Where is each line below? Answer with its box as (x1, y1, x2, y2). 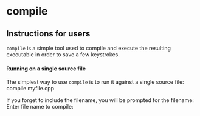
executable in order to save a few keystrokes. (6, 51, 120, 58)
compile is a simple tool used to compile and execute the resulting (6, 44, 171, 52)
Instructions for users (6, 29, 91, 39)
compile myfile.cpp (6, 85, 55, 92)
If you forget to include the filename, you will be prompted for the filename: (6, 97, 195, 104)
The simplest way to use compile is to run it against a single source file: (6, 78, 184, 86)
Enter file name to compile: (6, 103, 74, 111)
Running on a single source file (6, 65, 86, 72)
